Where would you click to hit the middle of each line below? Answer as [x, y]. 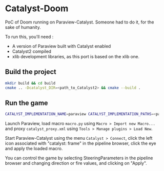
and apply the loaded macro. [34, 149]
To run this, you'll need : [29, 37]
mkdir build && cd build [30, 83]
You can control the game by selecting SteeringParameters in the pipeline [79, 158]
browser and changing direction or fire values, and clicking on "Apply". [76, 163]
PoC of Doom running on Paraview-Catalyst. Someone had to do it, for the [80, 22]
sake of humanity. [23, 27]
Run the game [27, 103]
